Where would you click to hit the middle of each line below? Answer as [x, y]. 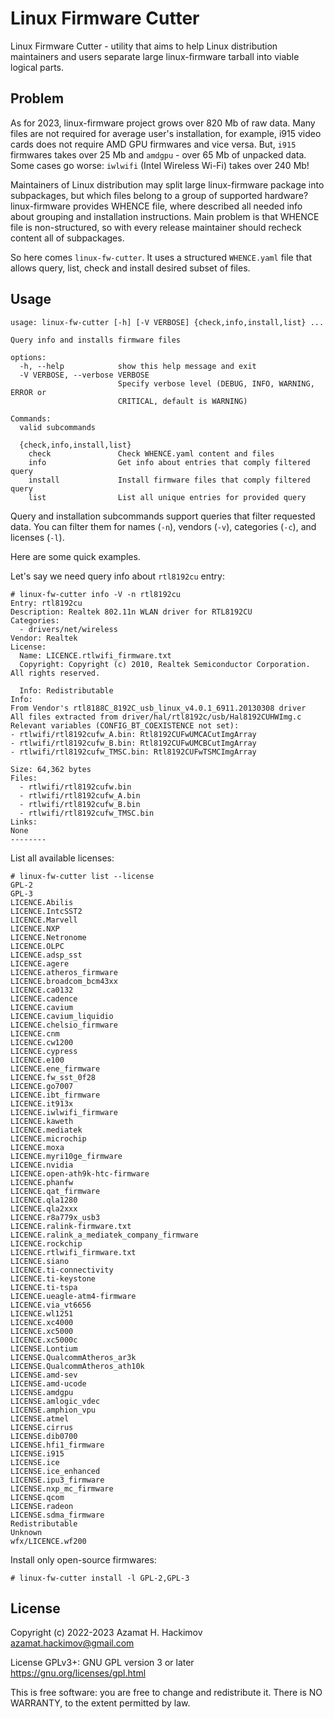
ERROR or [28, 392]
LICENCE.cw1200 [42, 1042]
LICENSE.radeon [42, 1506]
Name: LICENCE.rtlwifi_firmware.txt [95, 655]
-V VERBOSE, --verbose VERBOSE [84, 375]
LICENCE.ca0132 [42, 990]
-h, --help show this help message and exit [138, 366]
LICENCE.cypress [44, 1051]
